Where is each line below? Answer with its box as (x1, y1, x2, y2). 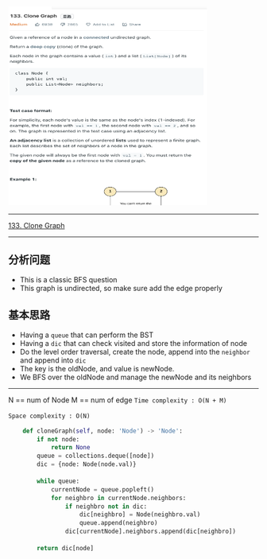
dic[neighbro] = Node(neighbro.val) (79, 510, 201, 518)
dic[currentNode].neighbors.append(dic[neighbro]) (64, 527, 237, 536)
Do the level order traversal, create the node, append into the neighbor (19, 347, 250, 356)
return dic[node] (37, 544, 94, 552)
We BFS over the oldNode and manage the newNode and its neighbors (19, 372, 252, 382)
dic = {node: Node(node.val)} (37, 460, 137, 468)
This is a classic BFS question (19, 274, 118, 284)
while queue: (37, 477, 80, 485)
